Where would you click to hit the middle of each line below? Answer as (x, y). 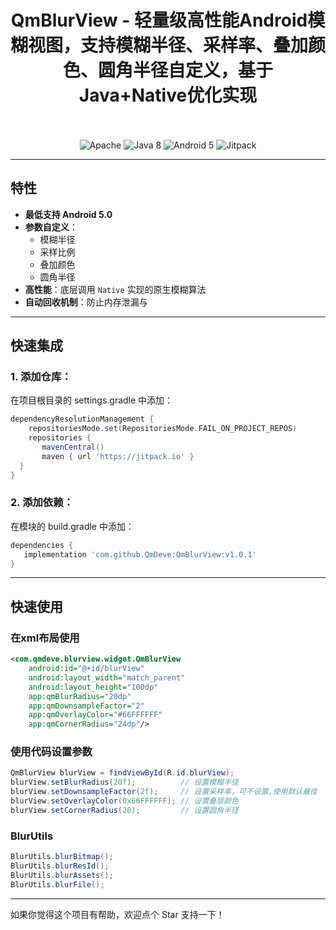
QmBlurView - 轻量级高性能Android (159, 20)
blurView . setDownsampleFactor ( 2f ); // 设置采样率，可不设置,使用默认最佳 (164, 792)
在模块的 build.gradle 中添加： (72, 526)
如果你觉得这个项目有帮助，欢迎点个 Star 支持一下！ (117, 914)
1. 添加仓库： (41, 377)
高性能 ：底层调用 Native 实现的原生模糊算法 (115, 289)
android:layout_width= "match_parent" (107, 677)
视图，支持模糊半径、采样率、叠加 (168, 45)
